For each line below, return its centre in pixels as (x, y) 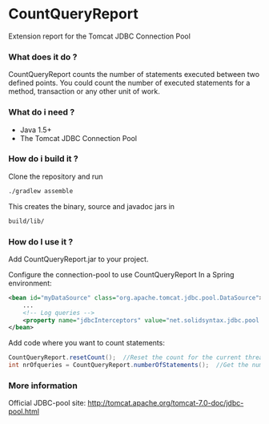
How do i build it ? (43, 159)
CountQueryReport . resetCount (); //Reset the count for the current (125, 357)
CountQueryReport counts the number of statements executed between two (134, 75)
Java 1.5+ (36, 130)
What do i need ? (42, 112)
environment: (30, 283)
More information (43, 386)
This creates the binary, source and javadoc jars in (91, 206)
